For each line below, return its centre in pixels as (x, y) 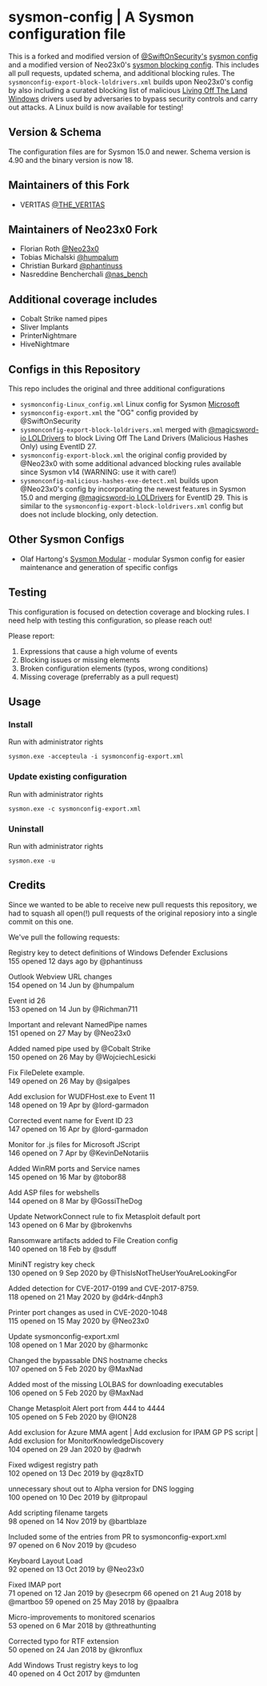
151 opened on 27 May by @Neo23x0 (70, 1033)
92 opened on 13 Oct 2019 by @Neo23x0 (76, 1569)
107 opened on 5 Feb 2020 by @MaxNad (76, 1369)
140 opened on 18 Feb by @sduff (63, 1249)
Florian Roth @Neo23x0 (60, 249)
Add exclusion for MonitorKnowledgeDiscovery (86, 1441)
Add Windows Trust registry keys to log (73, 1665)
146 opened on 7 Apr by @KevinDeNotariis (79, 1153)
